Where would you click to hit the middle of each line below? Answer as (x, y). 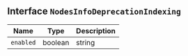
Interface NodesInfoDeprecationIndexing (94, 11)
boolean (56, 42)
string (86, 42)
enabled (23, 42)
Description (96, 30)
